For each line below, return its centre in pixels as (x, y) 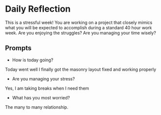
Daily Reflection (38, 9)
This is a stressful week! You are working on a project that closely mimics (79, 22)
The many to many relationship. (37, 107)
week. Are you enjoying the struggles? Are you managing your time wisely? (80, 33)
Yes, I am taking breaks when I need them (47, 88)
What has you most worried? (41, 97)
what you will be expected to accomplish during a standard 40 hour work (79, 27)
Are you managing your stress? (43, 78)
